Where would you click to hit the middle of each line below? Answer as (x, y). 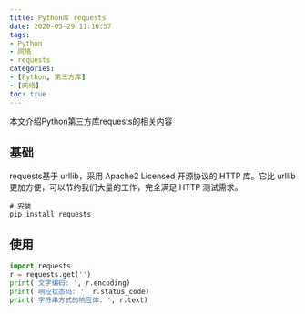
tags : (20, 35)
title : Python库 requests (58, 18)
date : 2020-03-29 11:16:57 (61, 26)
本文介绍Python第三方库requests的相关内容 (91, 121)
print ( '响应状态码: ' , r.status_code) (80, 291)
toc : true (28, 94)
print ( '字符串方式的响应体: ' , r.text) (79, 300)
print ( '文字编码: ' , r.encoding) (70, 283)
